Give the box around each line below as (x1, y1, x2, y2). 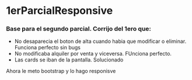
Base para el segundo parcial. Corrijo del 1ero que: (6, 25, 152, 33)
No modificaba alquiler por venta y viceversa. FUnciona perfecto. (14, 50, 172, 57)
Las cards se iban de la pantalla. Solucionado (14, 56, 124, 63)
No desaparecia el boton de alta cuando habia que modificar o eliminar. (14, 38, 187, 45)
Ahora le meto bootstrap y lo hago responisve (6, 68, 116, 75)
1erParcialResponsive (6, 4, 113, 17)
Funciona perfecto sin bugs (14, 44, 81, 51)
